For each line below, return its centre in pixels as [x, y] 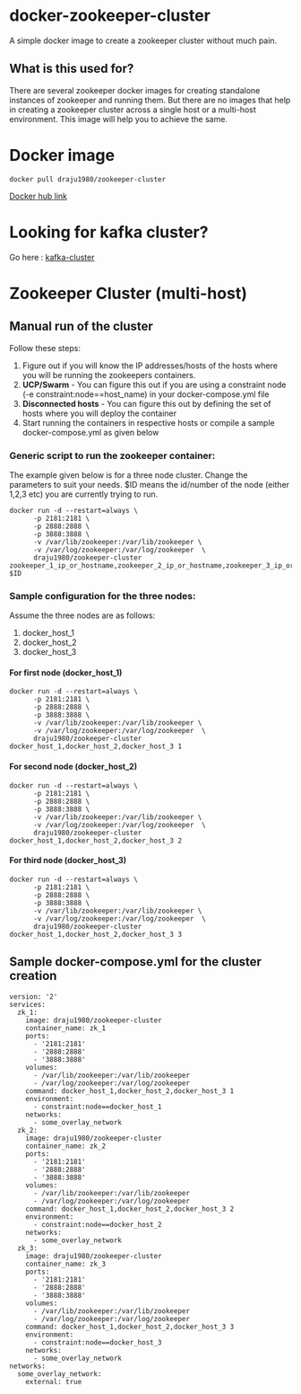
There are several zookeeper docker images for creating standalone [135, 90]
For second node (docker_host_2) [73, 767]
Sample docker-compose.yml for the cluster [136, 962]
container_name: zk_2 [65, 1146]
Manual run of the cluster [82, 326]
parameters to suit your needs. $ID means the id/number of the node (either [149, 484]
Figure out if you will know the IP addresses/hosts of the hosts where [150, 366]
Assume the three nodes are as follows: [82, 615]
